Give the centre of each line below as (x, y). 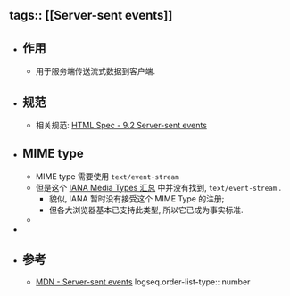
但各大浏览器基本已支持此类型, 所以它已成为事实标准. (146, 210)
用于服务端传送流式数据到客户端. (95, 71)
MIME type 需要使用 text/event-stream (108, 176)
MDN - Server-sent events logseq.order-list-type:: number (143, 282)
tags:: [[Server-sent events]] (91, 16)
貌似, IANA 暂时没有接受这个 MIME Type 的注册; (137, 198)
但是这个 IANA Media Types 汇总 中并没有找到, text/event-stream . (158, 187)
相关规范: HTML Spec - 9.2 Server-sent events (121, 126)
